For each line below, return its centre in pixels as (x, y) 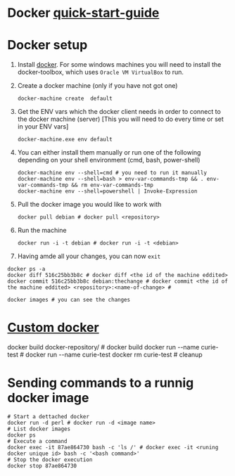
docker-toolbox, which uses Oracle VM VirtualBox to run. (101, 72)
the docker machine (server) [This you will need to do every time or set (120, 119)
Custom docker (53, 328)
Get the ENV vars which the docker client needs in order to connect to (119, 112)
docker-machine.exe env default (65, 140)
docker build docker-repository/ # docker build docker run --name (103, 347)
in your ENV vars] (43, 127)
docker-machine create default (65, 99)
